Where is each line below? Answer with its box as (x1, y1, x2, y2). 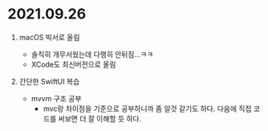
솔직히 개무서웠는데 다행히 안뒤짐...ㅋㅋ (30, 49, 154, 59)
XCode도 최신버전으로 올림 (30, 59, 116, 69)
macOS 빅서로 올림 (18, 32, 80, 42)
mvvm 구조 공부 (30, 93, 82, 103)
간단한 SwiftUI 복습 (18, 76, 80, 86)
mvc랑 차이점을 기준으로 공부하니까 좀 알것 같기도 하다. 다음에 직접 (43, 104, 252, 113)
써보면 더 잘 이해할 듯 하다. (58, 113, 142, 123)
